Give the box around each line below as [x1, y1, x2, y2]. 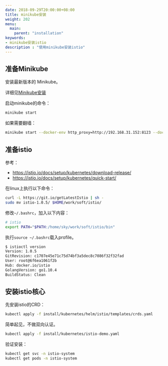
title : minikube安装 [5, 12, 46, 17]
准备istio [5, 145, 32, 154]
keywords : [5, 36, 26, 41]
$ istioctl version [5, 244, 46, 249]
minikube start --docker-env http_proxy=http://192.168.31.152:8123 [5, 130, 151, 135]
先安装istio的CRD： [5, 302, 45, 308]
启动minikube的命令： [5, 100, 51, 106]
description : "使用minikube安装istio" [5, 45, 85, 50]
